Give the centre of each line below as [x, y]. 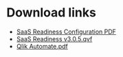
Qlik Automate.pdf [42, 46]
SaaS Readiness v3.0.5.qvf [54, 38]
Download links [52, 13]
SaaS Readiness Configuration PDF [66, 32]
